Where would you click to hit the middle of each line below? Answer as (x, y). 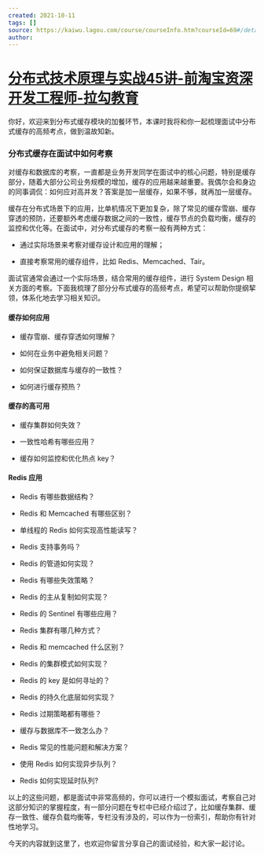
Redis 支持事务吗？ (50, 547)
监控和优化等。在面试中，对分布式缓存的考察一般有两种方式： (108, 228)
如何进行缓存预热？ (51, 387)
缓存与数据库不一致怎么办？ (64, 731)
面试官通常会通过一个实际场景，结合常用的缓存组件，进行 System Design (126, 278)
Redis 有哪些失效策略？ (57, 580)
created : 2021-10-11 (42, 15)
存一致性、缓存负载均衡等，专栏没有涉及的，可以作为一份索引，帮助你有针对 (132, 817)
